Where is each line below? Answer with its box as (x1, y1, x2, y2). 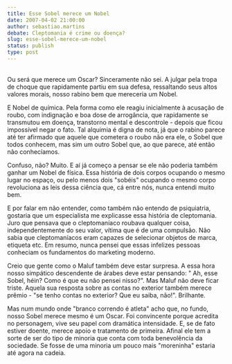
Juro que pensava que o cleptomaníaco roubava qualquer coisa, (7, 218, 191, 227)
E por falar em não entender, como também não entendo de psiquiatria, (7, 204, 211, 212)
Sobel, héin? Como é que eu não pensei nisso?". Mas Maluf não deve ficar (7, 276, 220, 284)
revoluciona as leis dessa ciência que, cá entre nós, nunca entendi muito (7, 183, 215, 191)
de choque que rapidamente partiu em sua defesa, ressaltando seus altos (7, 83, 217, 91)
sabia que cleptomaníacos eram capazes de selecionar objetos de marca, (7, 233, 217, 241)
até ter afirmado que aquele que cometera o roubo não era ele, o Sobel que (7, 132, 223, 141)
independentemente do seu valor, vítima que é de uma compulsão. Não (7, 226, 211, 234)
